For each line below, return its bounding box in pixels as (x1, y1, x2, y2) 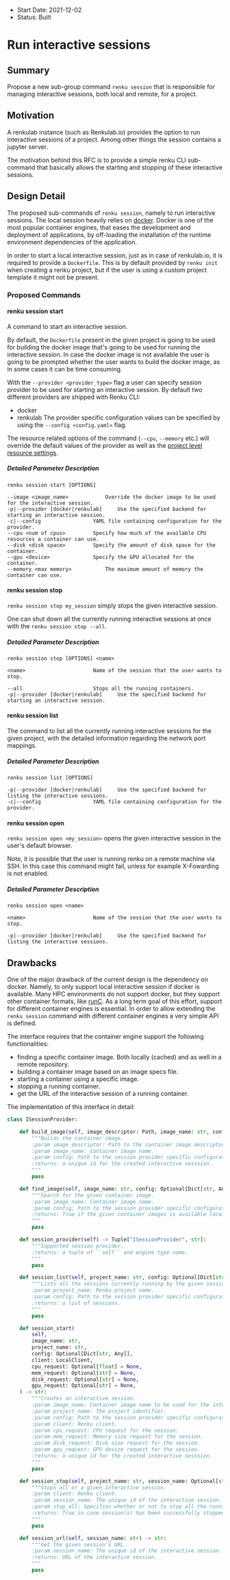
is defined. (7, 1019, 38, 1027)
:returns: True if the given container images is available (31, 1211, 207, 1218)
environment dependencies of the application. (7, 238, 137, 246)
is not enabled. (7, 869, 49, 878)
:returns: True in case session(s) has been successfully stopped (31, 1510, 225, 1517)
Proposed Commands (7, 290, 81, 299)
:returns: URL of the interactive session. (31, 1554, 157, 1561)
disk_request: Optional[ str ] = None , (31, 1376, 139, 1383)
